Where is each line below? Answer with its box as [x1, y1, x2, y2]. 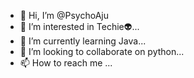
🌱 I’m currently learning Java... [19, 35, 147, 47]
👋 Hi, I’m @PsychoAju [19, 10, 109, 21]
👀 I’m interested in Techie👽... [19, 21, 140, 32]
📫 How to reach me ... [19, 57, 113, 69]
